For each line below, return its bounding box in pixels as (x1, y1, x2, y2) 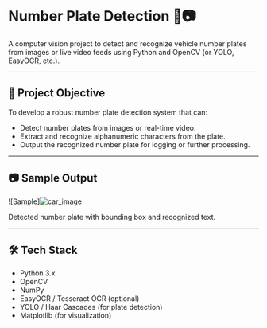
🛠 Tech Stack (8, 243, 78, 256)
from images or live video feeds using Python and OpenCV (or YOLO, (8, 47, 234, 57)
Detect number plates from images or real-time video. (19, 123, 196, 132)
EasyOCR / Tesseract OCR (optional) (19, 294, 140, 303)
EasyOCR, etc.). (8, 56, 60, 65)
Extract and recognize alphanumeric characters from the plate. (19, 131, 226, 141)
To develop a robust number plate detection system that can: (8, 107, 208, 117)
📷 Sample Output (8, 171, 98, 185)
